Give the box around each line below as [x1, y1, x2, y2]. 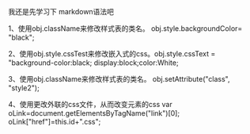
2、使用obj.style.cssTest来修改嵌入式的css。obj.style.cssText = [8, 49, 216, 58]
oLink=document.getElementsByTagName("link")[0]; [8, 109, 180, 117]
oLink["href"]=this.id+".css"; [8, 117, 101, 126]
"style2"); [8, 83, 40, 93]
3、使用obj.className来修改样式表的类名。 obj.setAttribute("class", [8, 75, 231, 83]
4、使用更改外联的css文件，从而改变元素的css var [8, 100, 172, 109]
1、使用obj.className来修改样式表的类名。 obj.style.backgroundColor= [8, 24, 243, 33]
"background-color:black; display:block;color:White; [8, 58, 180, 67]
